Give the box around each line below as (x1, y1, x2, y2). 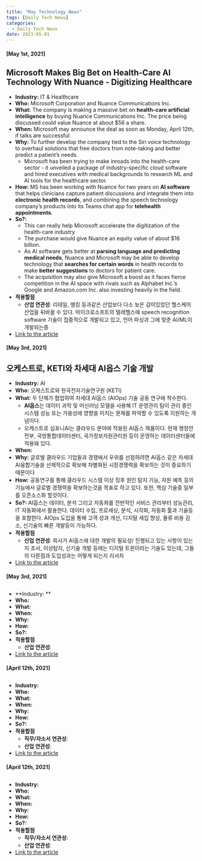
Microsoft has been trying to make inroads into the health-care (24, 157, 180, 165)
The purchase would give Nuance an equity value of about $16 (24, 234, 180, 242)
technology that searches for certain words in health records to (24, 260, 184, 267)
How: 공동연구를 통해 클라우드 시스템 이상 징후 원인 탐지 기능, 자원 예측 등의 (14, 476, 194, 483)
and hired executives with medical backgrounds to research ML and (24, 170, 193, 177)
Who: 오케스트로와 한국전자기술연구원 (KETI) (14, 387, 122, 394)
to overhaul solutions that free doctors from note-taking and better (14, 145, 181, 152)
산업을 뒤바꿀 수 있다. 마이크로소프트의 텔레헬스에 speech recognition (24, 308, 190, 315)
